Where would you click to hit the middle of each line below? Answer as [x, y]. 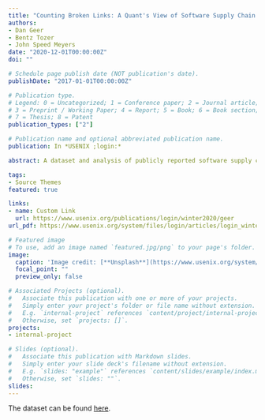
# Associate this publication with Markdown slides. [100, 357]
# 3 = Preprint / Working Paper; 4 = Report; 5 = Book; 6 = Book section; [134, 110]
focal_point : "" [42, 269]
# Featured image [37, 240]
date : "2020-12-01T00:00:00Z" [58, 52]
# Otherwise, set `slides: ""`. [65, 379]
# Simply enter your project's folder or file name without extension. [132, 306]
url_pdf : [22, 226]
